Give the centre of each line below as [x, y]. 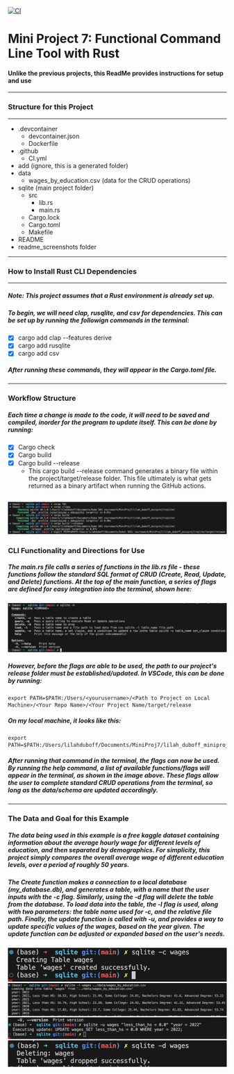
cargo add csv [39, 354]
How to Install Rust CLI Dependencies [73, 271]
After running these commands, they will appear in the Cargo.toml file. [112, 370]
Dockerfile [43, 143]
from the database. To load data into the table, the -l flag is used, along [113, 904]
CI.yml [37, 158]
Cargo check [36, 447]
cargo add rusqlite [44, 346]
